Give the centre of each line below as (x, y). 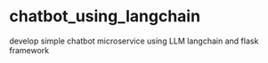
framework (29, 50)
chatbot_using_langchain (105, 16)
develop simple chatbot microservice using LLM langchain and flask (134, 41)
